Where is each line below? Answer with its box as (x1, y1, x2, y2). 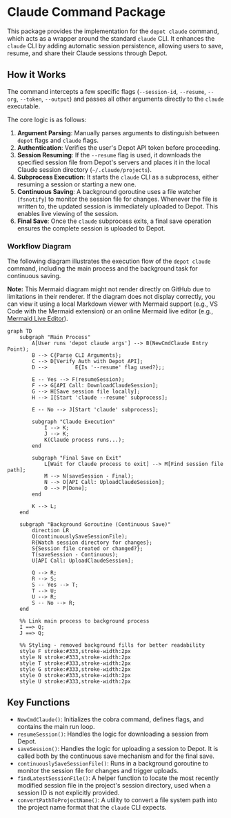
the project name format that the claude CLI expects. (17, 803, 167, 811)
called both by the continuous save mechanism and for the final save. (17, 752, 215, 760)
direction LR (32, 527, 70, 534)
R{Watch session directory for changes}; (32, 539, 153, 546)
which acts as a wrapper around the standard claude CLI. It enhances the (7, 34, 215, 42)
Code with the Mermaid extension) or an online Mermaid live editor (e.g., (7, 307, 214, 315)
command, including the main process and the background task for (7, 264, 198, 273)
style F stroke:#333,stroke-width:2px (19, 648, 131, 655)
